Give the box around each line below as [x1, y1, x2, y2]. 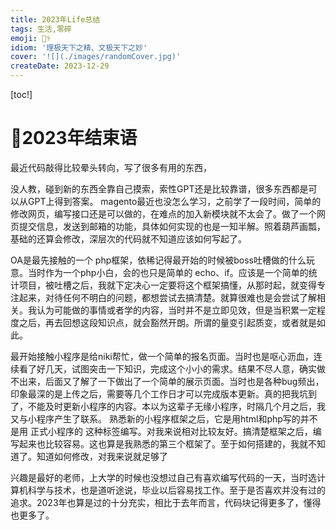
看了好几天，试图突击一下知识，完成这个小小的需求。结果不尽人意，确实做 [18, 362, 326, 375]
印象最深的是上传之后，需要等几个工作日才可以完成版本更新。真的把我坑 [10, 387, 308, 400]
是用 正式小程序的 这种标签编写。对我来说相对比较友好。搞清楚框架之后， [10, 425, 313, 437]
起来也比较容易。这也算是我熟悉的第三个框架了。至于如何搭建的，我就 [18, 437, 308, 450]
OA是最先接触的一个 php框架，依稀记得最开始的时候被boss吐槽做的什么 [10, 254, 307, 266]
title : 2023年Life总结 [10, 14, 101, 25]
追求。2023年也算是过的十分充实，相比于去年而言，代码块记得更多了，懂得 [10, 496, 322, 508]
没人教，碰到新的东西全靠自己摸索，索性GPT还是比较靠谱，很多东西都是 [10, 182, 309, 195]
